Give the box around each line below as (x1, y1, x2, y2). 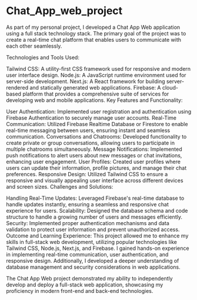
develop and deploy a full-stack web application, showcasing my (6, 281, 163, 288)
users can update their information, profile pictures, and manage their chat (6, 164, 187, 172)
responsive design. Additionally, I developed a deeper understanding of (6, 257, 179, 264)
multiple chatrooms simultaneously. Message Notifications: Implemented (6, 146, 182, 153)
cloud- (162, 84, 178, 91)
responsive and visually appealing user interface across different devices (6, 177, 183, 184)
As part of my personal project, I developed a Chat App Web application (6, 24, 181, 31)
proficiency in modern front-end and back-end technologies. (6, 287, 153, 294)
